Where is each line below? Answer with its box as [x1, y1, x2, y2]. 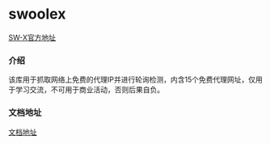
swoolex [8, 5, 66, 23]
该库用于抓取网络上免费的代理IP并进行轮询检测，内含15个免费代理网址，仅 [8, 74, 256, 85]
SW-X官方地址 [8, 32, 57, 42]
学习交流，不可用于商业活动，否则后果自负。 [15, 85, 164, 95]
